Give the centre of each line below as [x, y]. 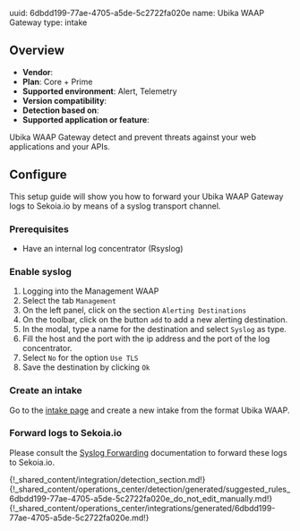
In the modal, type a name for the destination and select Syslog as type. [154, 330]
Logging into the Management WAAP [90, 291]
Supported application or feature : [86, 119]
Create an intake [46, 390]
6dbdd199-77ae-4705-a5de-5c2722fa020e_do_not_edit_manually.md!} [141, 498]
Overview [37, 51]
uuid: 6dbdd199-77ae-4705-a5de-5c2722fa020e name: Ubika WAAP [137, 13]
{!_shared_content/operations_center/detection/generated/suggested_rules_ [150, 489]
